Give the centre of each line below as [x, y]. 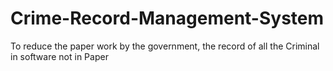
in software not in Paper [59, 56]
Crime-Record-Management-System [167, 18]
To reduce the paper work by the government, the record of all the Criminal [165, 46]
